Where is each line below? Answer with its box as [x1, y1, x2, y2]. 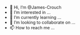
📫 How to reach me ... [9, 25, 55, 30]
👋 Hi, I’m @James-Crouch [9, 5, 62, 10]
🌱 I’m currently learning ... [9, 15, 62, 20]
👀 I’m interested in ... [9, 9, 51, 15]
